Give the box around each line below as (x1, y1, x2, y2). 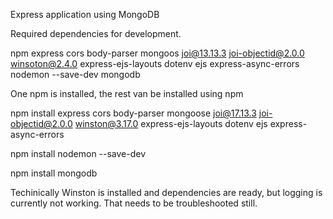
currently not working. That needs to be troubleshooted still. (10, 197, 258, 209)
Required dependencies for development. (10, 28, 182, 39)
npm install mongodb (10, 167, 98, 179)
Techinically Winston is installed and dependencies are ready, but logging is (10, 187, 323, 198)
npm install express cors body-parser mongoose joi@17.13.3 (10, 107, 257, 119)
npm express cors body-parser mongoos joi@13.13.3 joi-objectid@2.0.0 (10, 47, 305, 59)
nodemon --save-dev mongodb (10, 69, 141, 80)
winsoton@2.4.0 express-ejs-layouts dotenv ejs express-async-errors (10, 58, 300, 69)
